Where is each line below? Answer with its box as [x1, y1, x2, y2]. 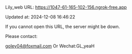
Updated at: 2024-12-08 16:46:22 [5, 14, 76, 19]
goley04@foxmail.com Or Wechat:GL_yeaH [5, 43, 95, 49]
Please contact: [5, 33, 38, 39]
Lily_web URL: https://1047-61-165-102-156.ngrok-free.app [5, 4, 127, 10]
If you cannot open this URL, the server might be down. [5, 23, 120, 29]
